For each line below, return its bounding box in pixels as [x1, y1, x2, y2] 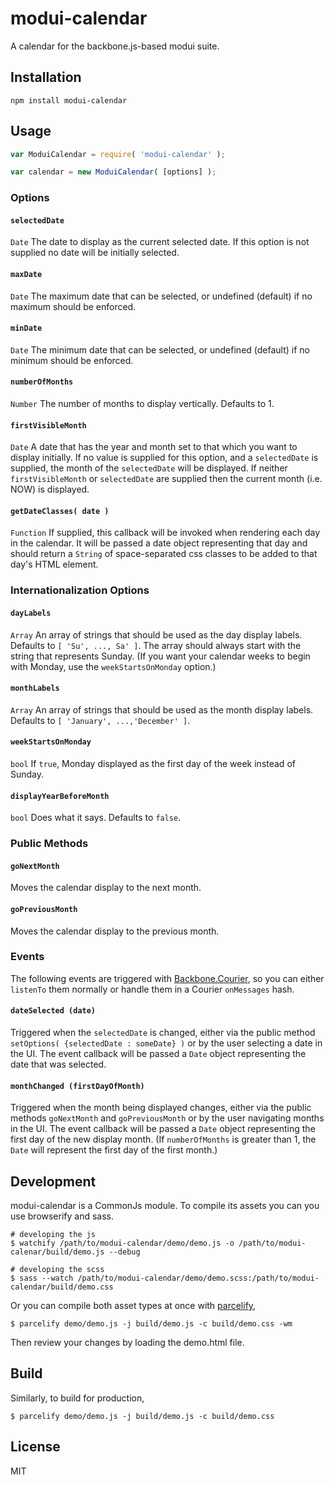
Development [10, 1173, 97, 1190]
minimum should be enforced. [10, 354, 134, 366]
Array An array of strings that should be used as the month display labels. [10, 703, 314, 716]
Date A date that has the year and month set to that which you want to [10, 441, 298, 453]
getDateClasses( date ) [10, 506, 110, 516]
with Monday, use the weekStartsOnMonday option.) [10, 660, 217, 672]
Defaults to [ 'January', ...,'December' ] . [10, 714, 191, 726]
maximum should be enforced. [10, 300, 137, 312]
